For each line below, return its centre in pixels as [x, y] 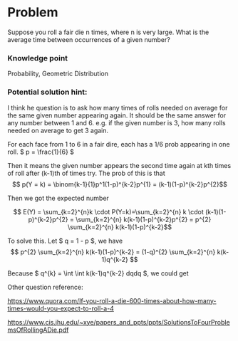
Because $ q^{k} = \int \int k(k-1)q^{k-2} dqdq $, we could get [98, 273]
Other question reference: [45, 287]
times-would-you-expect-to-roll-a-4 [61, 308]
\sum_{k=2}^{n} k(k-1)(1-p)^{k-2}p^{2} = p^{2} [144, 219]
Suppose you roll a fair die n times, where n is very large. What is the [108, 32]
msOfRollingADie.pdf [38, 330]
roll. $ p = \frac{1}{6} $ [41, 152]
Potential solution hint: [47, 92]
